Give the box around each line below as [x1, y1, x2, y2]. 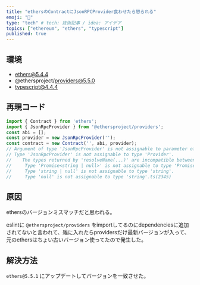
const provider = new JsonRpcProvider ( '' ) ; [6, 135, 116, 141]
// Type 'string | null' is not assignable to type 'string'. [6, 168, 174, 174]
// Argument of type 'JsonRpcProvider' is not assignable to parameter [6, 146, 187, 152]
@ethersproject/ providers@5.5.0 [14, 77, 95, 84]
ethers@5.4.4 [14, 70, 49, 78]
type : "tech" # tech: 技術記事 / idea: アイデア [6, 20, 122, 26]
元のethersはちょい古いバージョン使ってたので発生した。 [6, 236, 147, 243]
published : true [6, 31, 46, 37]
